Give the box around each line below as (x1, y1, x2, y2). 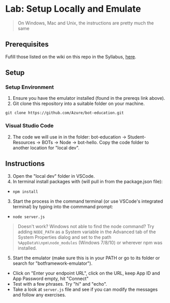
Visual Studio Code (5, 122, 54, 129)
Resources (12, 139, 36, 145)
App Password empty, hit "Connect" (12, 276, 89, 282)
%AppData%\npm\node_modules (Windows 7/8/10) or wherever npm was (17, 239, 163, 245)
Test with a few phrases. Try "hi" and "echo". (12, 281, 107, 287)
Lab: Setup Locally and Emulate (5, 3, 141, 15)
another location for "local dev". (12, 145, 80, 151)
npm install (12, 189, 38, 194)
